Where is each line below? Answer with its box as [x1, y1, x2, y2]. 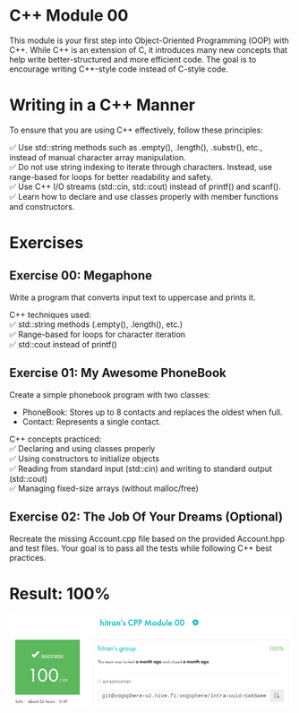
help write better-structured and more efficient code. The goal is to [9, 54, 257, 64]
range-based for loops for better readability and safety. [9, 171, 213, 182]
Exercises [9, 233, 84, 253]
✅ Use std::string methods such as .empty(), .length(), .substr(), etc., [9, 142, 263, 152]
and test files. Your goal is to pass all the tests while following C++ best [9, 543, 273, 554]
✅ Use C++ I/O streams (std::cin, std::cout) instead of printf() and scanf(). [9, 181, 282, 192]
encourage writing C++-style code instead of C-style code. [9, 64, 229, 74]
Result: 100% [9, 583, 111, 604]
